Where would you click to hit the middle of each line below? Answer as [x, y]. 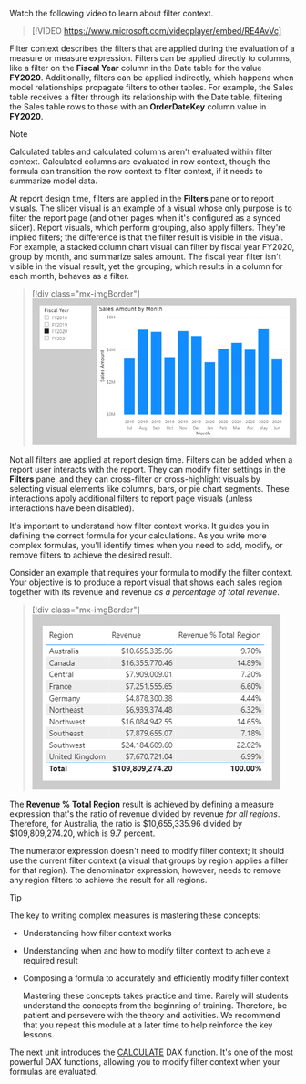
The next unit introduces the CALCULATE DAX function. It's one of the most [152, 1052]
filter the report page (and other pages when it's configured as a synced [145, 218]
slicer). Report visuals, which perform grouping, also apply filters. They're [148, 228]
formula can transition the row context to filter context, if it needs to [136, 171]
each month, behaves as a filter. [70, 276]
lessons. [38, 1034]
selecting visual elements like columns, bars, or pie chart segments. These [149, 488]
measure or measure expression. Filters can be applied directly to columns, [151, 58]
